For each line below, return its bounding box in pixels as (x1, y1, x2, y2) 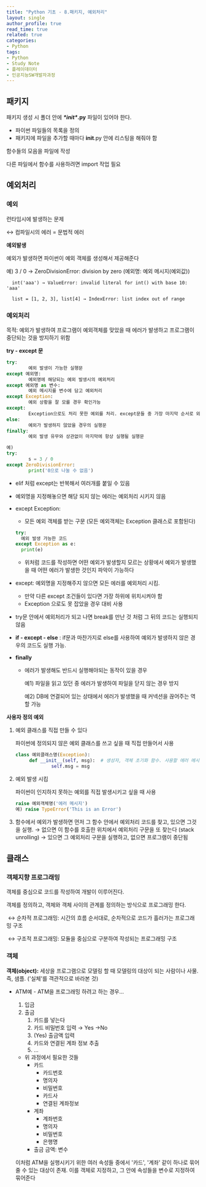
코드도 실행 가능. (26, 641, 66, 649)
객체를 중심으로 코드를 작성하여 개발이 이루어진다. (6, 888, 124, 896)
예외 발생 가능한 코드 (21, 535, 67, 541)
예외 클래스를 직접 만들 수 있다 (15, 726, 88, 734)
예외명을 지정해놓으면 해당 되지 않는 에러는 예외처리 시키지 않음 (15, 492, 166, 499)
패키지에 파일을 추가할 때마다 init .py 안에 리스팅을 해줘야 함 (15, 135, 158, 142)
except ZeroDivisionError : (6, 461, 75, 468)
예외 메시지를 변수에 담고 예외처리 (28, 388, 102, 394)
